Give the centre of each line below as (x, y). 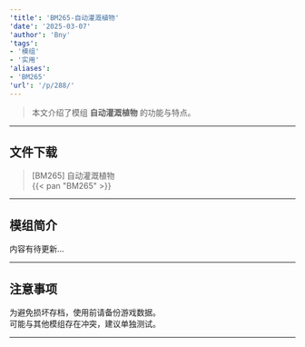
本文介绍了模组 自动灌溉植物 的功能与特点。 (113, 112)
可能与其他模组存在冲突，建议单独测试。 (85, 324)
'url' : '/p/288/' (42, 85)
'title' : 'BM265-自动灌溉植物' (64, 18)
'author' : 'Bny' (40, 35)
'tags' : (24, 43)
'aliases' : (30, 69)
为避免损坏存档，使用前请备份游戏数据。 (85, 312)
